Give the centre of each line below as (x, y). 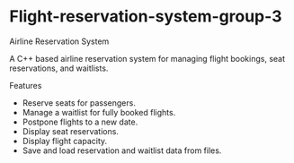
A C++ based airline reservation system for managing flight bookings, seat (147, 58)
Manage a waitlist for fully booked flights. (99, 112)
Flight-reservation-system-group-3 (146, 17)
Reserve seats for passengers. (79, 103)
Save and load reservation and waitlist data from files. (122, 150)
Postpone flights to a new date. (80, 122)
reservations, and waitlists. (59, 68)
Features (26, 85)
